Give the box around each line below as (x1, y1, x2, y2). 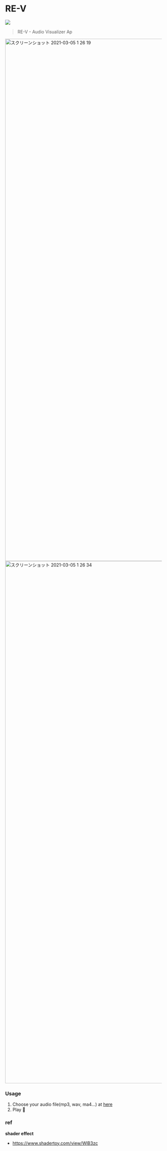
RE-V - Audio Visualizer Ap (17, 28, 73, 35)
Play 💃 (12, 1107, 26, 1113)
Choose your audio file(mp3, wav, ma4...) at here (12, 1101, 113, 1107)
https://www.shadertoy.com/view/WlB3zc (12, 1140, 98, 1146)
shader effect (5, 1130, 34, 1137)
